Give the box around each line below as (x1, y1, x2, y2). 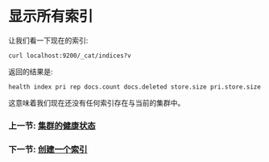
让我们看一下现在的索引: (8, 35, 89, 45)
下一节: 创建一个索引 (8, 143, 88, 155)
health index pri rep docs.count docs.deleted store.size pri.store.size (8, 82, 262, 91)
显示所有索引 (8, 7, 94, 26)
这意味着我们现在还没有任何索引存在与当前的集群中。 (8, 98, 185, 107)
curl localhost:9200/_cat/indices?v (8, 52, 131, 60)
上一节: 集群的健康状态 (8, 120, 96, 131)
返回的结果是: (8, 66, 54, 77)
